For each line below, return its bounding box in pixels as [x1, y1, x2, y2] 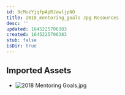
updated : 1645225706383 [6, 26, 67, 32]
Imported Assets [6, 65, 72, 76]
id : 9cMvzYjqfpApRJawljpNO [6, 9, 75, 15]
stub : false [6, 37, 37, 43]
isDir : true [6, 43, 37, 49]
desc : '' [6, 20, 29, 26]
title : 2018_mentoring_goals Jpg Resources [6, 15, 119, 21]
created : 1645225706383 [6, 32, 67, 38]
